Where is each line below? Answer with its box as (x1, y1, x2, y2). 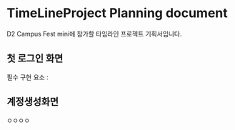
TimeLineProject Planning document (6, 5, 228, 21)
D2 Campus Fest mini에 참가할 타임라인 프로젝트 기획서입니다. (6, 29, 182, 38)
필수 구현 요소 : (6, 73, 49, 81)
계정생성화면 (6, 96, 59, 108)
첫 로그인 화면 (6, 52, 64, 65)
